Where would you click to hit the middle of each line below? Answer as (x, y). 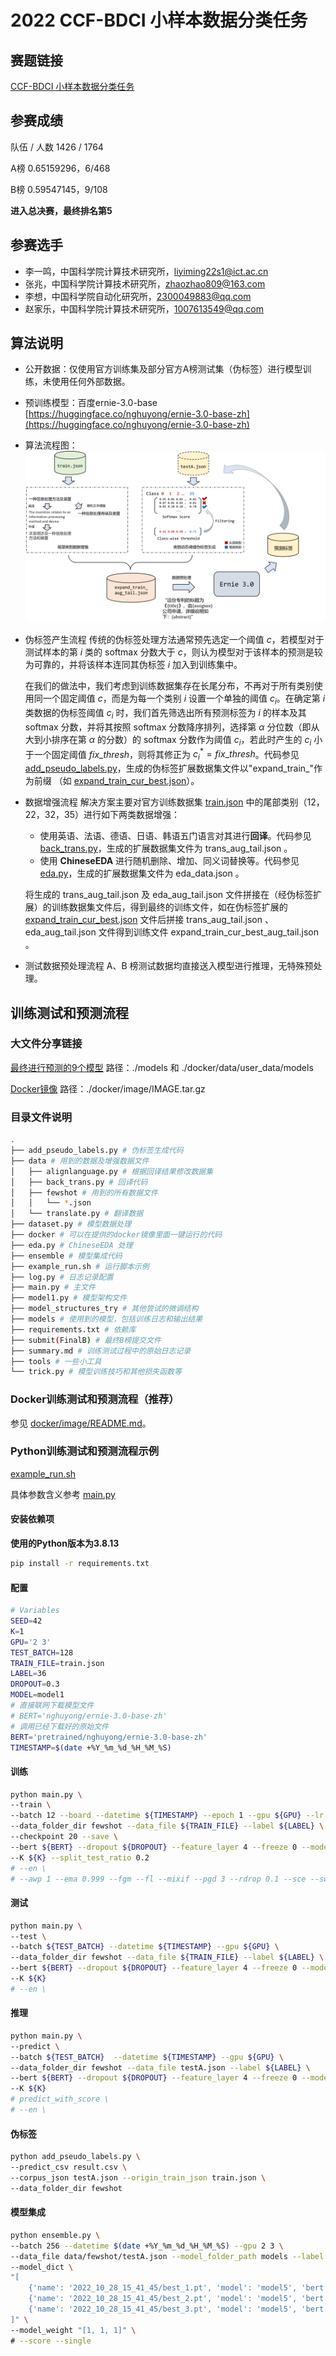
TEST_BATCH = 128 (42, 1652)
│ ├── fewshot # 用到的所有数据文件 (84, 1192)
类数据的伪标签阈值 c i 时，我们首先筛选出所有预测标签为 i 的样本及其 (165, 714)
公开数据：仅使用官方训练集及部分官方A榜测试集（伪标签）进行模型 (163, 369)
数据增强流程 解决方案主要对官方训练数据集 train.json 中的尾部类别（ (166, 802)
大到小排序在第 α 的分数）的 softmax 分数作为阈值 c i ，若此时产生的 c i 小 (173, 740)
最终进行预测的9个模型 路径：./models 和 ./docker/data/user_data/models (162, 1067)
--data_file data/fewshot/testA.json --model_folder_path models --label (167, 2256)
